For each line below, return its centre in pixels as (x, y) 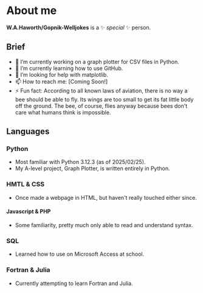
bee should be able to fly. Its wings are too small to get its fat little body (104, 99)
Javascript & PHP (29, 211)
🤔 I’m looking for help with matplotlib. (61, 74)
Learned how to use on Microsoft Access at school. (80, 254)
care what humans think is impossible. (63, 112)
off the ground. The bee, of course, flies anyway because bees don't (101, 106)
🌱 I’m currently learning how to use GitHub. (69, 68)
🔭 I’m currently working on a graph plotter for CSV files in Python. (97, 62)
